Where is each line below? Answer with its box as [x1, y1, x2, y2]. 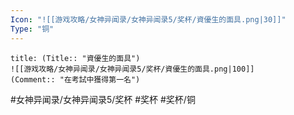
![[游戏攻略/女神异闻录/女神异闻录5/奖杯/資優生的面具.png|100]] [10, 64, 255, 74]
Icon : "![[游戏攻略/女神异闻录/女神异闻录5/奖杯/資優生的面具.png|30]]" [10, 14, 287, 25]
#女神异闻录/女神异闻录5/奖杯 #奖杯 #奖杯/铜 [10, 93, 196, 105]
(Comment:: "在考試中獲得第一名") [10, 74, 141, 85]
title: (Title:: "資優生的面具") [10, 53, 141, 63]
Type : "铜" [10, 24, 55, 34]
